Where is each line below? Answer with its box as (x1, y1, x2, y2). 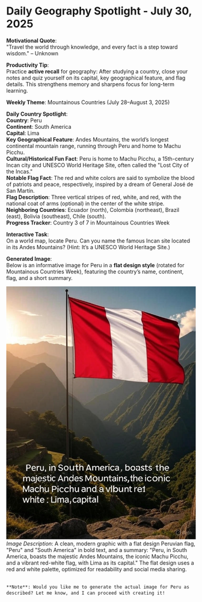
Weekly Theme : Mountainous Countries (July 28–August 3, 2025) (6, 98, 170, 106)
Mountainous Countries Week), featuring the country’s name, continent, (6, 268, 184, 275)
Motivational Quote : (6, 37, 57, 44)
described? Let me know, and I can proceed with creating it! (6, 590, 165, 596)
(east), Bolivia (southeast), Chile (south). (6, 213, 106, 220)
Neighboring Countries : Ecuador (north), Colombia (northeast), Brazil (6, 206, 179, 213)
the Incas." (6, 167, 33, 175)
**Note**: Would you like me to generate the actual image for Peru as (6, 584, 189, 590)
